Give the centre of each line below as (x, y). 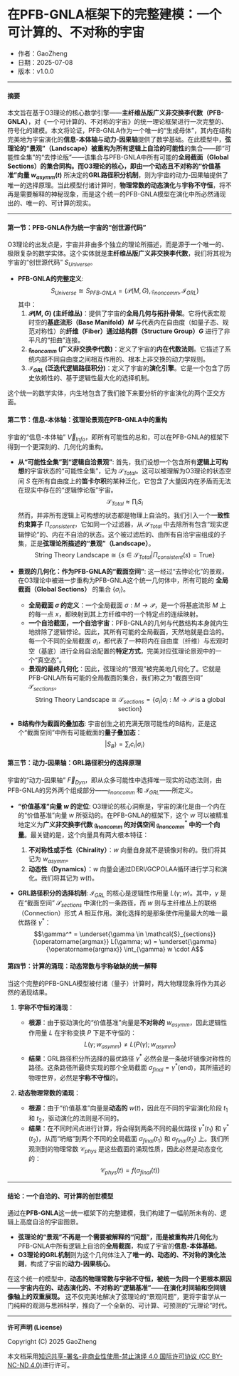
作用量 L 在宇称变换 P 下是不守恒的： (83, 1032)
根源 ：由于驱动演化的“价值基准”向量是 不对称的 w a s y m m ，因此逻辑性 (128, 1024)
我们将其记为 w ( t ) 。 (69, 878)
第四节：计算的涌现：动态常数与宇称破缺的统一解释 (82, 966)
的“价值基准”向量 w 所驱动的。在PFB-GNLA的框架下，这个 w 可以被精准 (123, 815)
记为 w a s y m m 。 (50, 860)
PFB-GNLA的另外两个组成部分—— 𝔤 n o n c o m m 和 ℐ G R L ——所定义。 (102, 791)
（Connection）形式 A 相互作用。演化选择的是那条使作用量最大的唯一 (119, 913)
